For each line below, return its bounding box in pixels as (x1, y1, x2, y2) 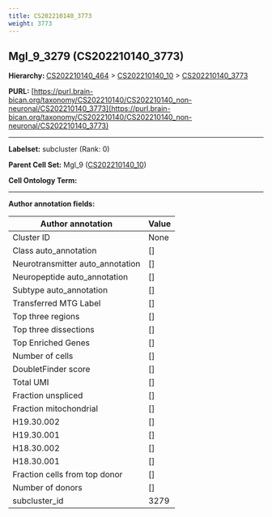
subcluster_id (12, 495, 64, 506)
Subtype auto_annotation (12, 284, 108, 296)
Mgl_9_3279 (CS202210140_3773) (8, 49, 185, 63)
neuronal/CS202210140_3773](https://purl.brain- (8, 104, 172, 113)
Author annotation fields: (8, 199, 96, 209)
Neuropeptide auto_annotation (12, 271, 128, 283)
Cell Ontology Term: (8, 176, 78, 186)
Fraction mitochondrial (12, 403, 99, 414)
